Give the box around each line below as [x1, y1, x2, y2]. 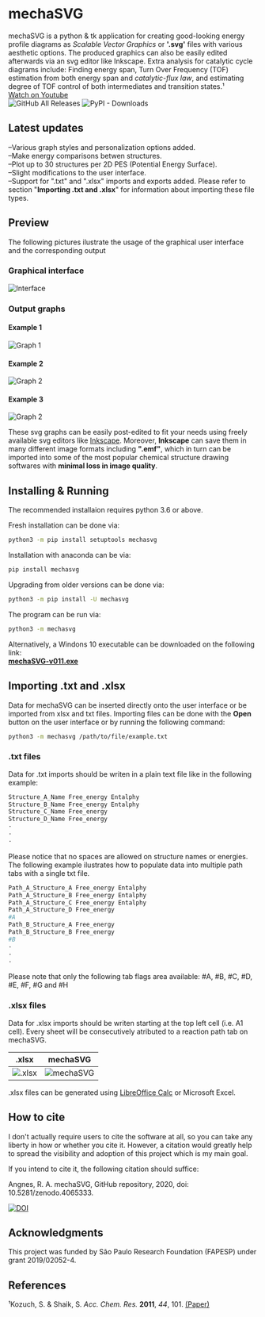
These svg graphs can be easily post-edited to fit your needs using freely [8, 428, 248, 437]
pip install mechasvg [8, 566, 80, 574]
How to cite [8, 1111, 66, 1124]
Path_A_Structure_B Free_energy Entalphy [8, 891, 147, 899]
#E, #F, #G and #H [8, 981, 69, 990]
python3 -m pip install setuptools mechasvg [8, 536, 157, 544]
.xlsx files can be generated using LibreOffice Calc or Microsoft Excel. [8, 1088, 236, 1097]
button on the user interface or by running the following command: [8, 717, 225, 727]
